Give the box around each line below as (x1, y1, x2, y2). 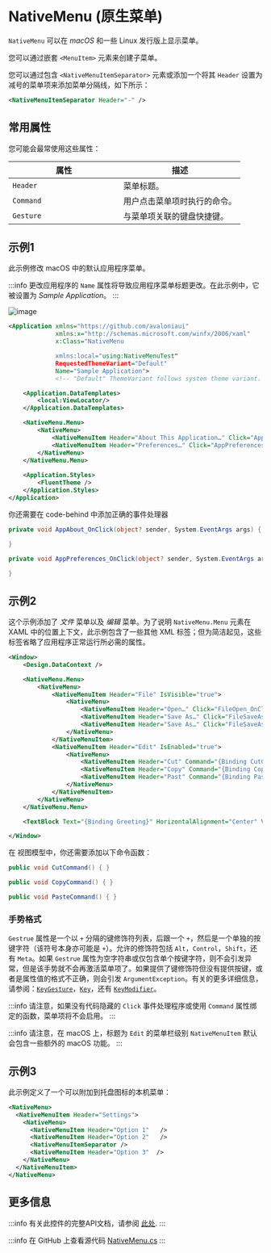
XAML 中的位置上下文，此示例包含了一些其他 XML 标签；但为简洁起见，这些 (8, 627, 262, 636)
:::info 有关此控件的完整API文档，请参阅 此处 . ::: (8, 1218, 166, 1228)
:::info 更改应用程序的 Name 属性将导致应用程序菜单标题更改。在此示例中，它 (8, 280, 260, 291)
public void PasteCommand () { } (8, 893, 117, 901)
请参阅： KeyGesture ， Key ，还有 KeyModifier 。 (8, 984, 161, 994)
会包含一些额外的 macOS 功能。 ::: (8, 1038, 123, 1048)
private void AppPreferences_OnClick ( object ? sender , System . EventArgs (8, 555, 254, 563)
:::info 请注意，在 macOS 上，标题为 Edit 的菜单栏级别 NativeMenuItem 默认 (8, 1029, 258, 1038)
